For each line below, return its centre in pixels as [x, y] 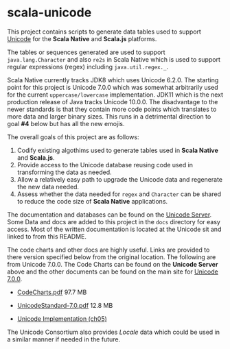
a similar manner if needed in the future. [64, 339]
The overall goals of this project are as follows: [73, 137]
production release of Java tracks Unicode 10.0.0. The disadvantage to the [113, 101]
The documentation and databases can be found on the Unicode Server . [110, 215]
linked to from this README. [47, 236]
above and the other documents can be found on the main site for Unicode [113, 272]
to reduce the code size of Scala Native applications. [92, 201]
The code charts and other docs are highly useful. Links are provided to [108, 250]
